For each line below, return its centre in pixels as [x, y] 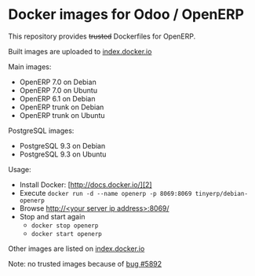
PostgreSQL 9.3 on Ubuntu [63, 154]
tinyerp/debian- [222, 193]
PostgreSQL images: [41, 131]
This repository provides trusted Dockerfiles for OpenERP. [102, 36]
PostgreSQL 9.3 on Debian [62, 145]
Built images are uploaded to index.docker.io [80, 51]
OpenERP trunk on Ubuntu [62, 115]
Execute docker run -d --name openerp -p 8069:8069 [106, 193]
